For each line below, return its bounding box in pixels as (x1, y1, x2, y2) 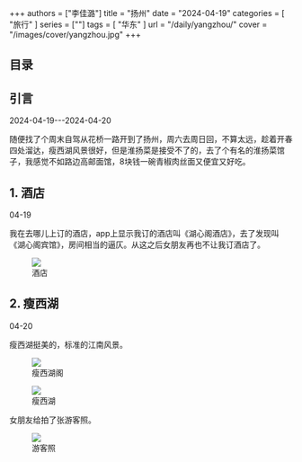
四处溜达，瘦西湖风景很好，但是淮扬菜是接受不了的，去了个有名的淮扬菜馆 (9, 145, 285, 155)
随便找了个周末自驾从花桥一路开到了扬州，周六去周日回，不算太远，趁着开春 (9, 134, 293, 145)
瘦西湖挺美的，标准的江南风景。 (9, 339, 128, 350)
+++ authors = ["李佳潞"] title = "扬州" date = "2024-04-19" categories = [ (9, 8, 285, 18)
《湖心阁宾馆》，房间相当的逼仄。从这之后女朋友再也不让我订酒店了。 (9, 239, 265, 250)
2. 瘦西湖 (9, 296, 59, 312)
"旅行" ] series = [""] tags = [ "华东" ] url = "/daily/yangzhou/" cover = (9, 19, 268, 30)
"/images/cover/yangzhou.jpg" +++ (9, 30, 142, 40)
